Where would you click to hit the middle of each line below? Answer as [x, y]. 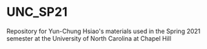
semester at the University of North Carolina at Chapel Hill [89, 38]
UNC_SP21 [37, 12]
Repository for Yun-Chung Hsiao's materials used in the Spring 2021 [103, 31]
